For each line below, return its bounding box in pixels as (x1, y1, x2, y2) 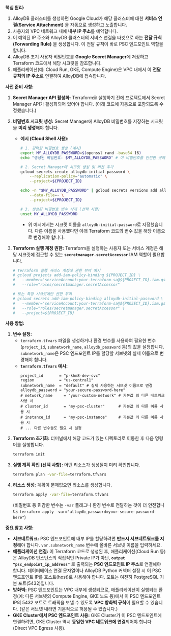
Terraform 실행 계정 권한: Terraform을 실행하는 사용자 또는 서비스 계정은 (12, 245, 158, 251)
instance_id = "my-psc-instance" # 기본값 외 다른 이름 (24, 415, 158, 420)
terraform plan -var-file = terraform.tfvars (12, 472, 107, 477)
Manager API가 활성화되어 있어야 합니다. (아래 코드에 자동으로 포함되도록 (12, 101, 159, 107)
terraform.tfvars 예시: (20, 363, 68, 369)
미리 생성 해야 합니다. (18, 125, 59, 130)
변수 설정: (12, 331, 32, 337)
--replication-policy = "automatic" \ (30, 174, 107, 179)
